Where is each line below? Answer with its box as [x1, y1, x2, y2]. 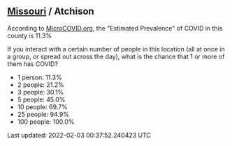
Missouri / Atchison [7, 6, 94, 17]
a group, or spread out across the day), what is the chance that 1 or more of [7, 52, 225, 60]
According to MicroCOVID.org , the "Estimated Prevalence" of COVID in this [7, 24, 223, 32]
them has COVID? [7, 59, 58, 68]
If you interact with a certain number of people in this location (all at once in [7, 44, 225, 53]
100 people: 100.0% [17, 117, 75, 126]
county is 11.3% [7, 31, 52, 40]
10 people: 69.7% [17, 102, 68, 111]
